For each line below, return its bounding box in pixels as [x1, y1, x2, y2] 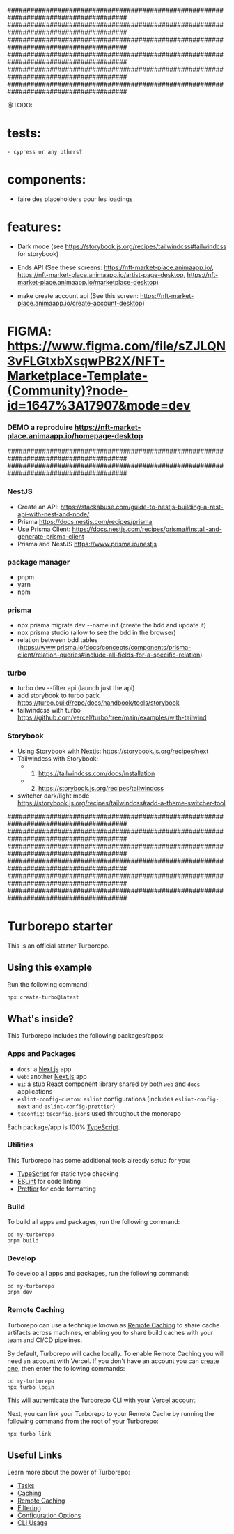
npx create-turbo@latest [7, 994, 79, 1001]
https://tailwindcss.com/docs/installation [38, 769, 155, 777]
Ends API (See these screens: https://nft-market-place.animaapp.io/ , [17, 263, 214, 271]
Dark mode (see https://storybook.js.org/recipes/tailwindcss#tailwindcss [17, 242, 227, 251]
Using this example [7, 962, 93, 974]
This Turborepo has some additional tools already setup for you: [7, 1156, 192, 1164]
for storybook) [17, 249, 59, 258]
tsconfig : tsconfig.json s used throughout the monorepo [17, 1109, 181, 1117]
